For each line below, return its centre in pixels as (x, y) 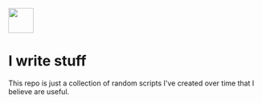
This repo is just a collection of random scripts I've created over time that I (131, 83)
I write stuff (47, 61)
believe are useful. (39, 91)
